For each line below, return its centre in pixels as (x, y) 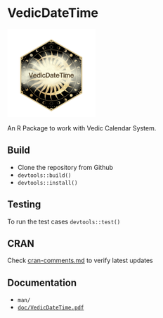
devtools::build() (44, 175)
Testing (24, 205)
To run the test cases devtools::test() (64, 221)
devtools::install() (47, 183)
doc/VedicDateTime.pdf (51, 308)
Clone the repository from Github (65, 167)
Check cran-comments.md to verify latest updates (80, 261)
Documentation (42, 282)
